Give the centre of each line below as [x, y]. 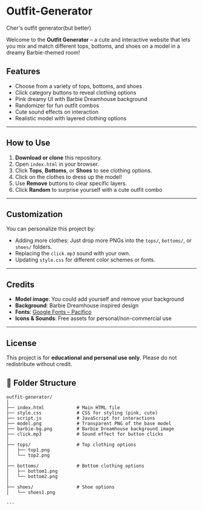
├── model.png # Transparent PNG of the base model [89, 423]
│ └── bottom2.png [32, 476]
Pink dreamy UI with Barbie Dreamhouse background [81, 99]
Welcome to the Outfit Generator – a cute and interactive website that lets [98, 39]
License [21, 343]
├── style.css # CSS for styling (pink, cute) [82, 413]
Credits [21, 285]
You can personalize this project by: [51, 229]
